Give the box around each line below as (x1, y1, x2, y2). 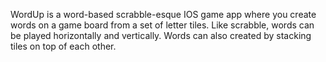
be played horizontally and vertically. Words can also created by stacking (10, 30, 312, 41)
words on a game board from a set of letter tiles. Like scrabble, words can (10, 19, 315, 31)
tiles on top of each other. (10, 40, 117, 52)
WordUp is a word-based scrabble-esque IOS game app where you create (10, 9, 317, 20)
